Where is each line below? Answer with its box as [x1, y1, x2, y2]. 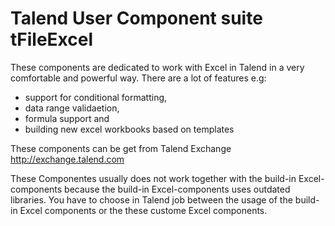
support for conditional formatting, [24, 91, 168, 103]
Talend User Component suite [10, 7, 263, 30]
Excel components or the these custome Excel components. [19, 204, 268, 216]
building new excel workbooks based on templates [24, 123, 235, 135]
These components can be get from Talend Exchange [10, 142, 232, 154]
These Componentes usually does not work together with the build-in [10, 172, 297, 184]
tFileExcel [10, 28, 94, 51]
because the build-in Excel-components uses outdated [64, 183, 291, 195]
